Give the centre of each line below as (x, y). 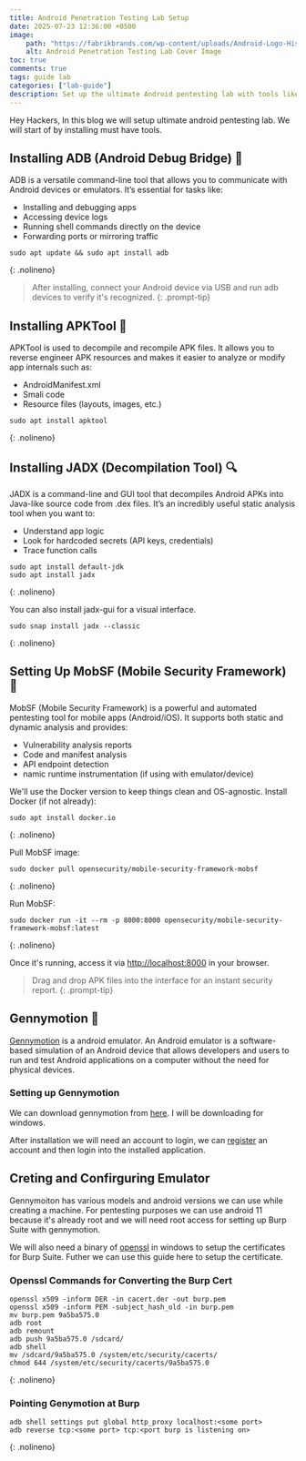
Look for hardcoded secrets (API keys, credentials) (118, 540)
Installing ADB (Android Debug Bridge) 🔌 (126, 158)
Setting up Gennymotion (65, 1093)
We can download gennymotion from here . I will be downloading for (137, 1112)
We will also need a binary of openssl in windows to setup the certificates (148, 1247)
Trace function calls (60, 550)
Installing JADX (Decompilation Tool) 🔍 (123, 467)
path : (36, 43)
